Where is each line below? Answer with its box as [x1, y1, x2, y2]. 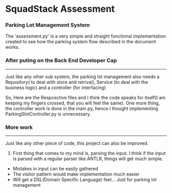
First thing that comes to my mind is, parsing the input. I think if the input [12, 150, 166, 156]
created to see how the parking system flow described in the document [5, 39, 156, 45]
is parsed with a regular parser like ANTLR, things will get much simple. [12, 155, 163, 162]
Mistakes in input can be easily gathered [12, 166, 98, 172]
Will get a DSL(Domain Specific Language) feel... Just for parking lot [12, 177, 157, 183]
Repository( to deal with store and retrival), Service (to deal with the [5, 79, 148, 85]
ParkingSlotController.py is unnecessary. [5, 111, 91, 117]
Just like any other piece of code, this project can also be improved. [5, 140, 148, 147]
